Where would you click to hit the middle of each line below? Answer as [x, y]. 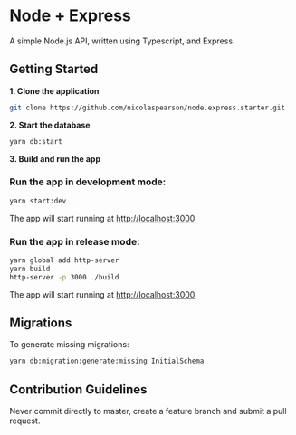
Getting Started [54, 69]
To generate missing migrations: [69, 345]
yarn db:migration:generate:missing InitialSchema [107, 361]
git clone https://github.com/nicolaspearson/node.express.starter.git [147, 108]
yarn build [30, 269]
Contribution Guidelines [78, 389]
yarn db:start [36, 141]
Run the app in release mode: [75, 241]
